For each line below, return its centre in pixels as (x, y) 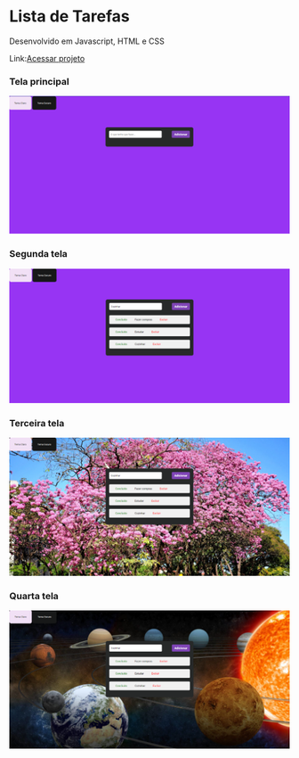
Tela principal (39, 81)
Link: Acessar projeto (47, 58)
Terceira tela (37, 423)
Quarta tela (34, 597)
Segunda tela (39, 254)
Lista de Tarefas (70, 16)
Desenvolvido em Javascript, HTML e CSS (87, 41)
